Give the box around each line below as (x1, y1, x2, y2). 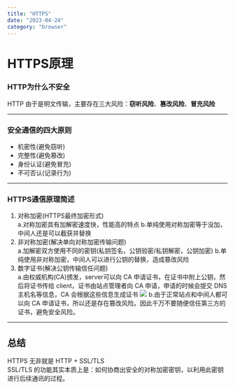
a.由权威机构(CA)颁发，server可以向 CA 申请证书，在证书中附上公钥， (17, 273, 220, 281)
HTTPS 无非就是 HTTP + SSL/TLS (7, 357, 105, 365)
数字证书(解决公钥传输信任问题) (17, 264, 108, 273)
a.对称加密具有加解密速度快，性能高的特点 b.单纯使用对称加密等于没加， (17, 220, 227, 229)
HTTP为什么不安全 (7, 82, 70, 92)
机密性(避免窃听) (17, 143, 66, 151)
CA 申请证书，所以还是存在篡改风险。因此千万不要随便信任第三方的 (31, 299, 226, 308)
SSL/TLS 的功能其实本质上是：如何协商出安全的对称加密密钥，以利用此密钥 (7, 365, 224, 374)
